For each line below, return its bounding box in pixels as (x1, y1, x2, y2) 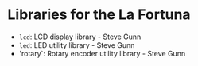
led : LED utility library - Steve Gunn (18, 40, 135, 49)
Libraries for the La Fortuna (7, 6, 192, 24)
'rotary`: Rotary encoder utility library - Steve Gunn (18, 49, 186, 58)
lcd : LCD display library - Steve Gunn (18, 32, 142, 41)
